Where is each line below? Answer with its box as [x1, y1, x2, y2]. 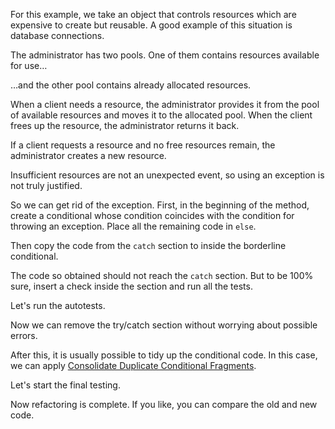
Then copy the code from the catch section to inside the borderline [10, 240, 287, 251]
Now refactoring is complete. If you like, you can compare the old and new [10, 399, 318, 410]
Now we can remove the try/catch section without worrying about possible [10, 319, 318, 331]
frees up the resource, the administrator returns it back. [10, 120, 240, 131]
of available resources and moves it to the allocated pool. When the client [10, 109, 313, 121]
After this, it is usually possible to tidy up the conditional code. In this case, [10, 349, 318, 361]
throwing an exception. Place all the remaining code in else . [10, 220, 257, 232]
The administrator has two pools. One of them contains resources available [10, 49, 320, 61]
